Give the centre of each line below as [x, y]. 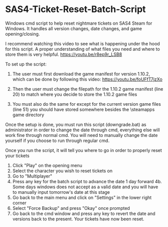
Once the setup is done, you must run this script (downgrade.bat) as [76, 124]
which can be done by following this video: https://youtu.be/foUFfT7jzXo [88, 79]
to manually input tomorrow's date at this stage [61, 192]
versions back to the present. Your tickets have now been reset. [78, 219]
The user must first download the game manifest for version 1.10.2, [81, 73]
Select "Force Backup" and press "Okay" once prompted [71, 208]
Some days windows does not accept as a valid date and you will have [85, 187]
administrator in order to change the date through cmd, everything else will [82, 130]
